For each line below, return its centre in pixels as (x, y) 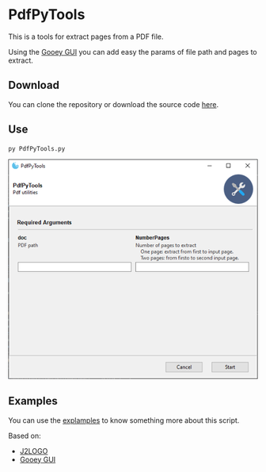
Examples (33, 401)
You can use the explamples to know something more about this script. (124, 420)
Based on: (25, 436)
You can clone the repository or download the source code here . (114, 104)
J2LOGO (34, 451)
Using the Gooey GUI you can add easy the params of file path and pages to (133, 52)
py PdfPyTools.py (37, 148)
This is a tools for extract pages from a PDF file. (86, 36)
